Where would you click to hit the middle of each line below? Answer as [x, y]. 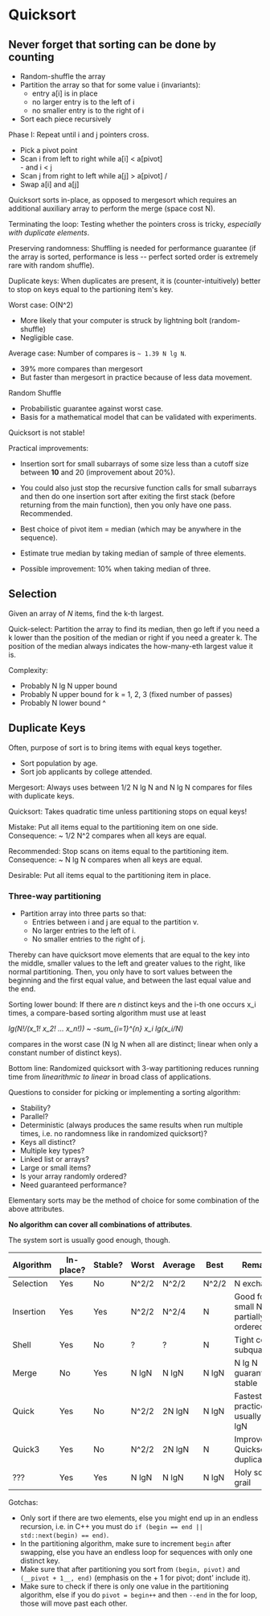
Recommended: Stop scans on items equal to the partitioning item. [119, 851]
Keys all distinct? [48, 1142]
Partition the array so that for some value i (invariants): [110, 85]
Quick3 [26, 1449]
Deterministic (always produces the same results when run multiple [131, 1125]
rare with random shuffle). [51, 265]
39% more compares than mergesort [81, 369]
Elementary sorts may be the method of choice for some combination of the [134, 1200]
